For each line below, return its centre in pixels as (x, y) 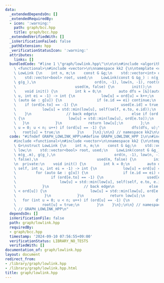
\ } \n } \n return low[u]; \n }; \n (82, 123)
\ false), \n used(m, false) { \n (75, 159)
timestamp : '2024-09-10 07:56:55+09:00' (51, 236)
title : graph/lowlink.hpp (31, 273)
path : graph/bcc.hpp (35, 28)
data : (10, 10)
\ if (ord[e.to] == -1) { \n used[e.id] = (81, 105)
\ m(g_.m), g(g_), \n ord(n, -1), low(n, (84, 155)
